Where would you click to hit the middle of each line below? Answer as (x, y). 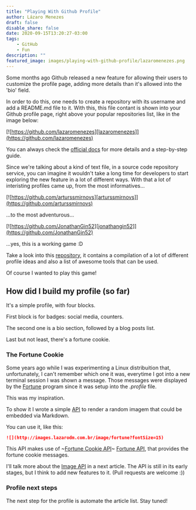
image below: (22, 120)
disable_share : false (33, 28)
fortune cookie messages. (38, 455)
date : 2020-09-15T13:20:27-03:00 (47, 34)
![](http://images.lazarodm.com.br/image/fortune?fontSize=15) (85, 438)
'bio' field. (18, 90)
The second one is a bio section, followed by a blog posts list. (81, 328)
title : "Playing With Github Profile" (53, 11)
